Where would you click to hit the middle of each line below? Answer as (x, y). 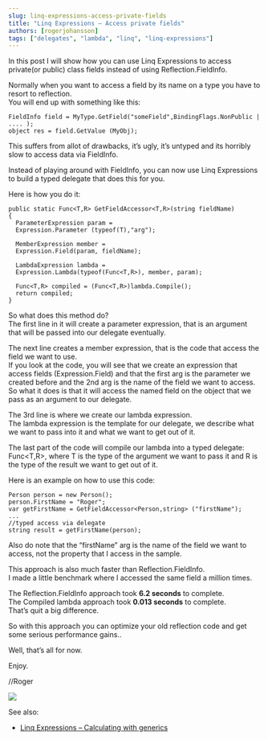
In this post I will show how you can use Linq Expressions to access (120, 61)
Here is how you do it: (45, 195)
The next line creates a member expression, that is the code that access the (134, 348)
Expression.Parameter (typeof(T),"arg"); (86, 230)
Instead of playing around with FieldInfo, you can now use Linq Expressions (133, 171)
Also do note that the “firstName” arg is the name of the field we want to (128, 545)
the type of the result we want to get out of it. (83, 465)
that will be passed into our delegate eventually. (87, 333)
